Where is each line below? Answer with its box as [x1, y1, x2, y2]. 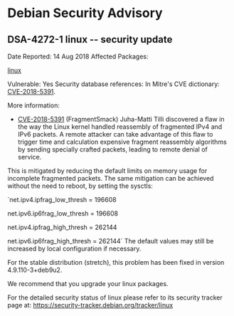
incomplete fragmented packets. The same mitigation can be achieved [7, 174, 214, 182]
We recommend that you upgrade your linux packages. [7, 280, 169, 288]
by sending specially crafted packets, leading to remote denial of [17, 145, 208, 154]
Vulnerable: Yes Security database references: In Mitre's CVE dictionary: [7, 80, 220, 88]
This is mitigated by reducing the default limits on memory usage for [7, 167, 208, 175]
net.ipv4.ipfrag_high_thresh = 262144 [7, 223, 117, 231]
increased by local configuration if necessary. [7, 244, 142, 253]
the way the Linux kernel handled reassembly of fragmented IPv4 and [17, 122, 223, 131]
